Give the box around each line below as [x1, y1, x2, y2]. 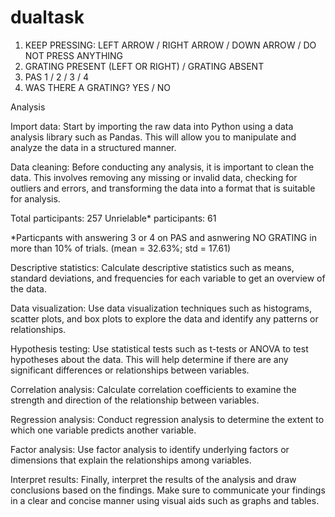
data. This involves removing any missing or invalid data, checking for [10, 171, 298, 183]
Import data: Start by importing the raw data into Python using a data [10, 120, 294, 132]
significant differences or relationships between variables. [10, 364, 250, 376]
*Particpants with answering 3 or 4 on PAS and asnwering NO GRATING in [10, 231, 317, 243]
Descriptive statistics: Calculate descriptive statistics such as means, [10, 261, 295, 273]
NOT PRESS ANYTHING [24, 49, 124, 61]
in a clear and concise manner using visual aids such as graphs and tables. [10, 494, 320, 506]
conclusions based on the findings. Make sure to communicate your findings [10, 484, 326, 496]
